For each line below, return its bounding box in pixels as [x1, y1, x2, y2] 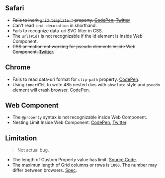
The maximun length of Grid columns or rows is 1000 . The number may [12, 162, 158, 168]
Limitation [5, 134, 37, 142]
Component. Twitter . [12, 49, 55, 55]
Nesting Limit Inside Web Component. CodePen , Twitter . [12, 119, 128, 125]
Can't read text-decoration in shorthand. [12, 22, 97, 28]
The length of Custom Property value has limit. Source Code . [12, 157, 138, 163]
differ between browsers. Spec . [12, 167, 77, 173]
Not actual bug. [17, 147, 49, 153]
